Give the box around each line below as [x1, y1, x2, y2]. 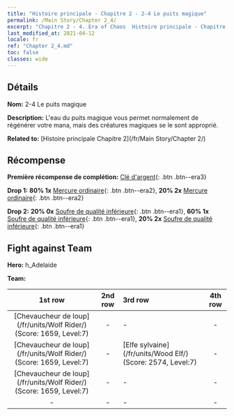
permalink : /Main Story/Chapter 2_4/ [7, 17, 117, 24]
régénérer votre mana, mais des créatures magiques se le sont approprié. [7, 121, 219, 129]
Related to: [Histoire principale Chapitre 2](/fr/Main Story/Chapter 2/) [7, 134, 206, 143]
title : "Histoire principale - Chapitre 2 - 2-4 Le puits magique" [7, 10, 208, 17]
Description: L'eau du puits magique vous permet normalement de [7, 113, 199, 122]
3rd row [123, 295, 150, 305]
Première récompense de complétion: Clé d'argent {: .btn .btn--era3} [7, 173, 207, 181]
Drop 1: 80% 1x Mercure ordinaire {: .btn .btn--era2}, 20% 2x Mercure [7, 186, 208, 195]
